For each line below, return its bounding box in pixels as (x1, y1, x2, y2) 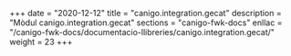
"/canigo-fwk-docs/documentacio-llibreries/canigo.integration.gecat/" (9, 27, 275, 37)
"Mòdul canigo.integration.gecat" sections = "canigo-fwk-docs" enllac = (9, 17, 283, 28)
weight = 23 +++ (9, 36, 73, 47)
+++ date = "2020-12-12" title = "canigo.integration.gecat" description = (9, 8, 282, 18)
